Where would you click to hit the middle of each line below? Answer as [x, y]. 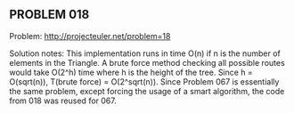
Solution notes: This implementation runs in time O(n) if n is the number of [145, 53]
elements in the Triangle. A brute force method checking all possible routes [147, 62]
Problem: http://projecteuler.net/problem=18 [90, 36]
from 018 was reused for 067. [63, 101]
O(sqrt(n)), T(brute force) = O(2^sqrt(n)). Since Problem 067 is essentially [144, 81]
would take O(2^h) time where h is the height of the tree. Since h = [131, 72]
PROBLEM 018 [49, 15]
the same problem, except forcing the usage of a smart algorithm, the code [147, 91]
